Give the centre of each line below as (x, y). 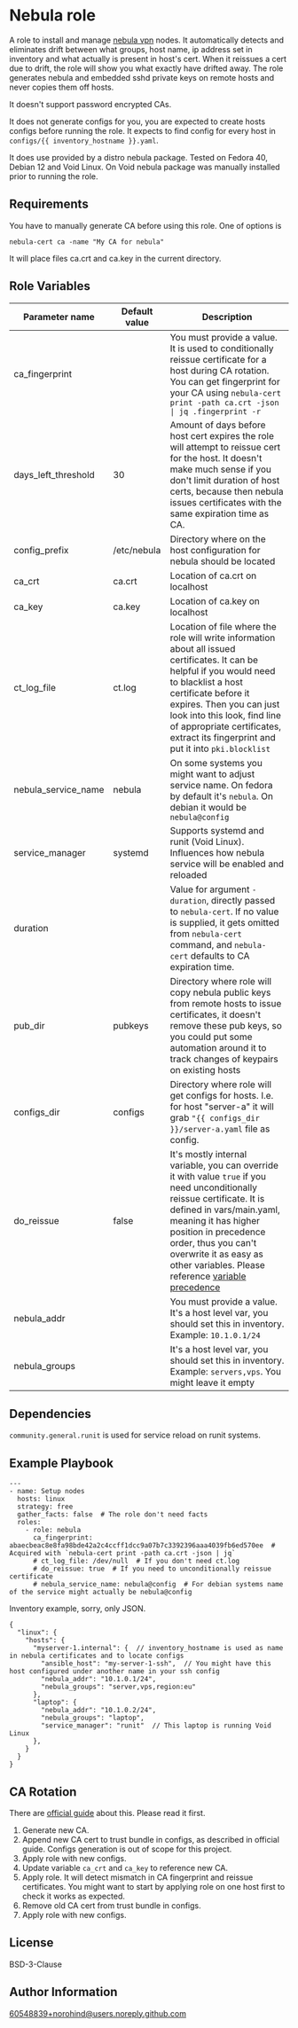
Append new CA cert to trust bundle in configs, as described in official (150, 1840)
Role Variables (50, 286)
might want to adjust (212, 774)
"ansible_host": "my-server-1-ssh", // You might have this (157, 1664)
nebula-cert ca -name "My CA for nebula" (87, 242)
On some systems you (216, 763)
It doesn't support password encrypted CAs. (90, 104)
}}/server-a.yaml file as (220, 1129)
